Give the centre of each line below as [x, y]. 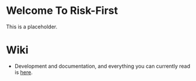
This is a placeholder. [32, 27]
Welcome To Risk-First [62, 11]
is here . [24, 72]
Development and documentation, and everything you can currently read [102, 66]
